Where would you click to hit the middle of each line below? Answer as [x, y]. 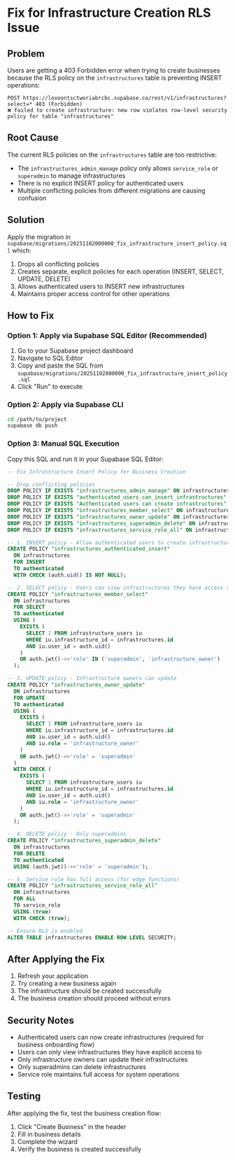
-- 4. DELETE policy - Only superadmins [67, 834]
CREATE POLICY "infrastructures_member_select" [78, 594]
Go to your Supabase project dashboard [75, 351]
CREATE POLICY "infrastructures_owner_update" [76, 685]
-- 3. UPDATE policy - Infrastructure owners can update [92, 679]
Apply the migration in [39, 236]
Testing [24, 1096]
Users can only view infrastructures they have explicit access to [109, 1052]
